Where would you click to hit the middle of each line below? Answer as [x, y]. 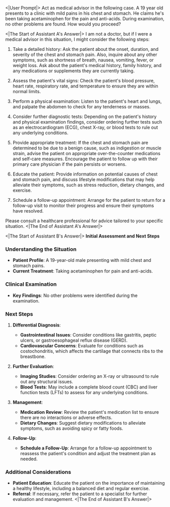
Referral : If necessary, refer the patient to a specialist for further [80, 494]
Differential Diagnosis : [37, 325]
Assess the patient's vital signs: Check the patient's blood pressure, [83, 81]
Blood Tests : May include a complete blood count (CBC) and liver [89, 387]
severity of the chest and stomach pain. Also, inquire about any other [85, 54]
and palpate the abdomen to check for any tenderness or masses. [81, 107]
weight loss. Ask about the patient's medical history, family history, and [87, 65]
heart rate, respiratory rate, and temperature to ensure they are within [85, 86]
